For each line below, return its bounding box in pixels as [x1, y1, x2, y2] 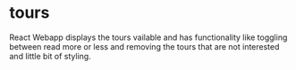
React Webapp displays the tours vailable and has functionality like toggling [9, 32, 288, 43]
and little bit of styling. [9, 51, 91, 61]
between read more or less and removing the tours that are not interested [9, 41, 280, 51]
